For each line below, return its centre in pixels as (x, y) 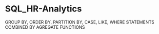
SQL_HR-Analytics (43, 9)
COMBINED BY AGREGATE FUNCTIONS (45, 27)
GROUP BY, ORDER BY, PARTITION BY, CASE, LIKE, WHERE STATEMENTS (80, 22)
